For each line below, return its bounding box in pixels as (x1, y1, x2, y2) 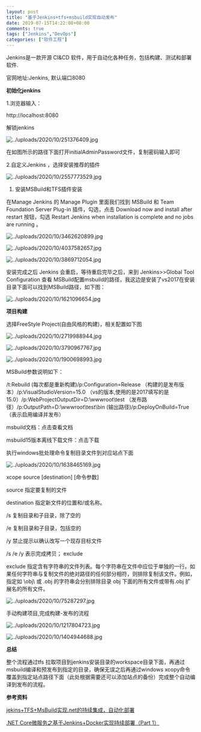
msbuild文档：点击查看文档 (6, 424, 73, 431)
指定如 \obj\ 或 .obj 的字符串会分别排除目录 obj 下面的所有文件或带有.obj (6, 578, 184, 585)
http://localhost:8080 (6, 112, 59, 119)
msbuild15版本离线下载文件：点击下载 (6, 436, 100, 443)
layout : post (6, 8, 39, 15)
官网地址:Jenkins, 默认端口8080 (6, 74, 86, 81)
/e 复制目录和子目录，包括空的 (6, 524, 82, 532)
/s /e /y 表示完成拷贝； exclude (6, 550, 83, 557)
